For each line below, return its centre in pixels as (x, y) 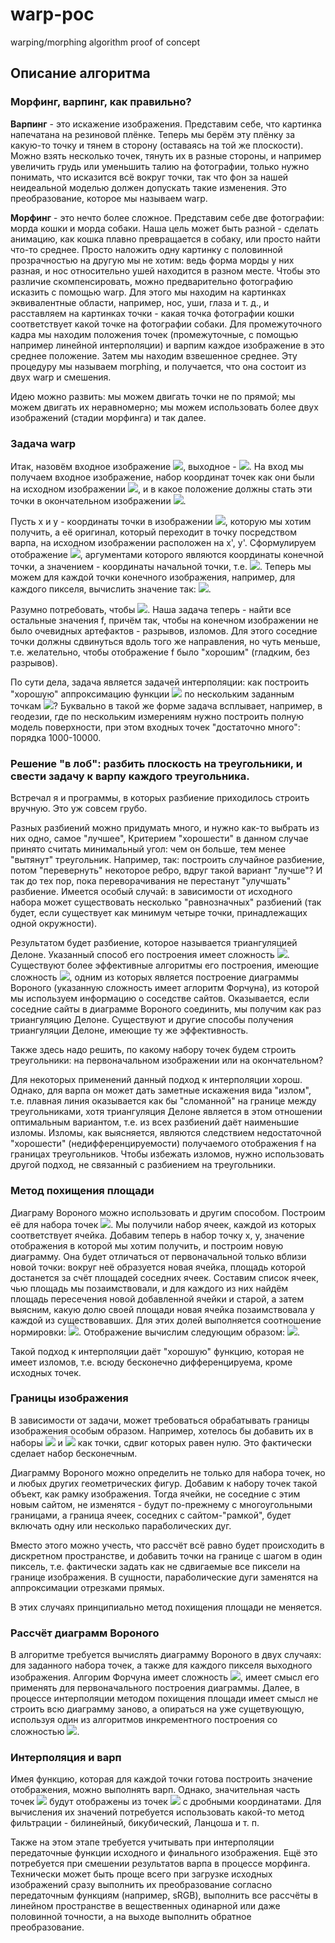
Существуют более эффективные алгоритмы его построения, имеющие (165, 965)
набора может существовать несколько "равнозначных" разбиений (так (166, 902)
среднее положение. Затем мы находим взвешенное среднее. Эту (154, 355)
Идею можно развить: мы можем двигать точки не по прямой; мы (153, 396)
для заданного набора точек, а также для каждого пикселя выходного (161, 1665)
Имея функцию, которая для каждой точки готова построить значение (161, 1779)
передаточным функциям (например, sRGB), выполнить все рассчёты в (164, 1895)
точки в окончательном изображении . (98, 500)
